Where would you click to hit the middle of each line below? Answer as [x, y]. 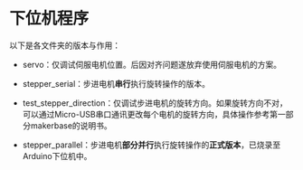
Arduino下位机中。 [57, 156]
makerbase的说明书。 [71, 125]
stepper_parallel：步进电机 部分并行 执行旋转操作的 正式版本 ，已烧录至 [151, 145]
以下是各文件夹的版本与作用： [65, 45]
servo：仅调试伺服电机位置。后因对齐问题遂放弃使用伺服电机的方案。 [152, 64]
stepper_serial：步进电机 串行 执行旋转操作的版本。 [116, 83]
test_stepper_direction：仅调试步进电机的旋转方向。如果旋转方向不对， [155, 103]
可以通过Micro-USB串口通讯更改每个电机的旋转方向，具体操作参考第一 [154, 114]
